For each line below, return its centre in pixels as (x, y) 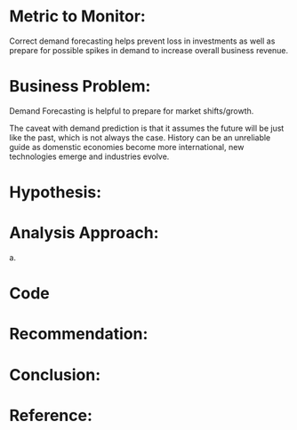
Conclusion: (55, 374)
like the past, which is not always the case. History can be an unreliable (140, 137)
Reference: (51, 415)
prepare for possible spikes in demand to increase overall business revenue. (149, 50)
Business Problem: (80, 87)
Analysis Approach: (84, 233)
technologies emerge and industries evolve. (89, 156)
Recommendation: (79, 334)
